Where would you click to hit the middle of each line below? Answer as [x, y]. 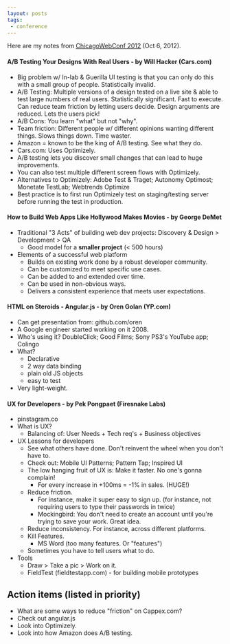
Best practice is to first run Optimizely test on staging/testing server [113, 194]
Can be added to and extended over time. [86, 276]
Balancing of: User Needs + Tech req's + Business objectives [114, 434]
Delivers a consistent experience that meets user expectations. [116, 291]
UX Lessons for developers [56, 441]
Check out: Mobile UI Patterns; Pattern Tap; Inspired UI [105, 463]
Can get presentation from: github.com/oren [80, 322]
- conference [29, 26]
